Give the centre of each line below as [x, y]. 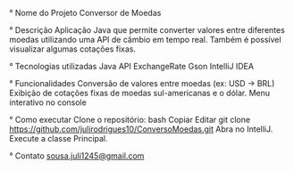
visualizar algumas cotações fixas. [73, 49]
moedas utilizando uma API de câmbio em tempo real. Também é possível [145, 40]
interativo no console [48, 102]
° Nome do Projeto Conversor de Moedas [85, 13]
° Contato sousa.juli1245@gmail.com [77, 156]
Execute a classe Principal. [59, 138]
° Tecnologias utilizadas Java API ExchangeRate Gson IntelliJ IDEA [132, 66]
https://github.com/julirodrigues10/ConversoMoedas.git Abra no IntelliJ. [141, 129]
